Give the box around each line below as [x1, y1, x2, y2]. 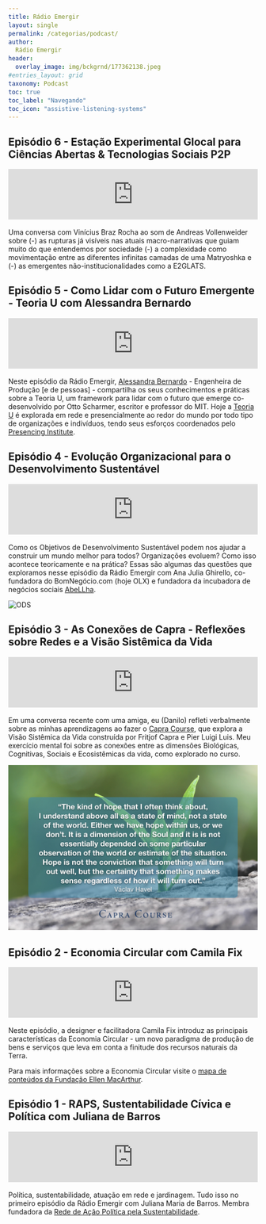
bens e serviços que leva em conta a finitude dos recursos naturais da [8, 1042, 237, 1052]
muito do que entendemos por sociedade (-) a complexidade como [8, 244, 227, 254]
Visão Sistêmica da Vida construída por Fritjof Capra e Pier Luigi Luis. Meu [8, 732, 251, 741]
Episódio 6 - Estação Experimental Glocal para [8, 135, 241, 148]
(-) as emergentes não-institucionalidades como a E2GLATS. [8, 262, 207, 271]
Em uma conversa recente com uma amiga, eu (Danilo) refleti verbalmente [8, 715, 251, 725]
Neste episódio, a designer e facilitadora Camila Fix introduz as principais [8, 1026, 248, 1035]
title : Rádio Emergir [8, 13, 80, 21]
